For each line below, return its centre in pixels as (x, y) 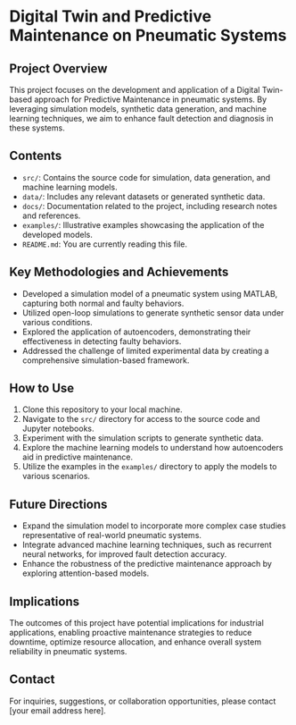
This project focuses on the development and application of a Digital (135, 90)
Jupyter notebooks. (58, 429)
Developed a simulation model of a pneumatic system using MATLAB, (150, 293)
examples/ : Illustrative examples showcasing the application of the (143, 224)
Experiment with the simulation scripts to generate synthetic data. (143, 438)
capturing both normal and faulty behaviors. (103, 303)
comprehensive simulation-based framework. (106, 360)
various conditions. (57, 322)
